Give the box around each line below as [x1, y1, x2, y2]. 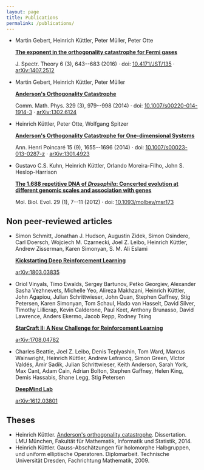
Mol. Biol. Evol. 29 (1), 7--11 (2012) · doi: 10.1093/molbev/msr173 [15, 199, 174, 206]
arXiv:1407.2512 [15, 67, 55, 74]
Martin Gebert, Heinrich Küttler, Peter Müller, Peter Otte [15, 37, 154, 44]
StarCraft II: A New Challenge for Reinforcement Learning [15, 324, 163, 332]
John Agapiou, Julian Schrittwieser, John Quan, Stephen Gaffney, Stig [15, 293, 191, 301]
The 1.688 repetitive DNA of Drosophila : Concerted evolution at [15, 180, 179, 188]
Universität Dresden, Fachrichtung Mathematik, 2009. [15, 457, 150, 464]
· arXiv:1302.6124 [33, 109, 77, 116]
